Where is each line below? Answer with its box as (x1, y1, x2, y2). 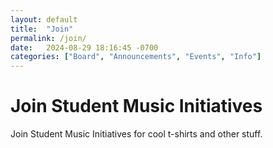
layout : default (10, 14, 78, 25)
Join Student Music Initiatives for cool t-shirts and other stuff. (10, 128, 263, 140)
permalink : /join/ (10, 33, 87, 43)
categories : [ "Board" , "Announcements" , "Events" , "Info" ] (10, 52, 262, 62)
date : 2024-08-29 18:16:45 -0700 (10, 42, 159, 53)
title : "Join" (10, 24, 74, 34)
